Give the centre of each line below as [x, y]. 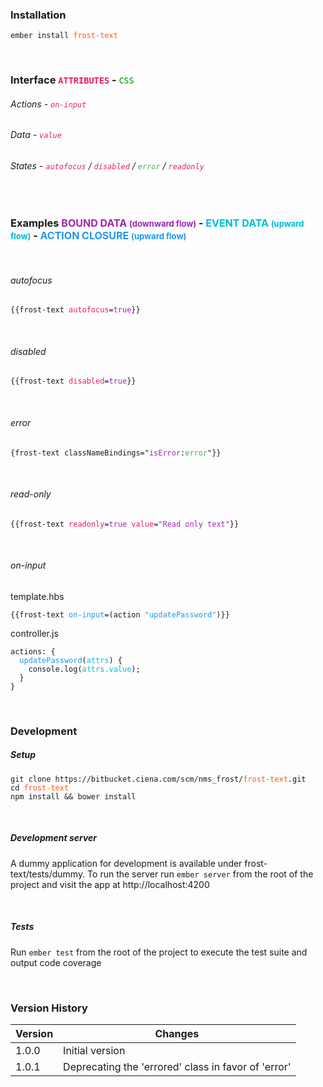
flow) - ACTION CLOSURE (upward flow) [98, 235]
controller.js [34, 633]
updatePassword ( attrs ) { [71, 660]
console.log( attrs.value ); [84, 669]
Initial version [94, 1051]
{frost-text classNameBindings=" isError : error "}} [116, 453]
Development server [54, 838]
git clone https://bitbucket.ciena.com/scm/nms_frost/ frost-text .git [158, 779]
